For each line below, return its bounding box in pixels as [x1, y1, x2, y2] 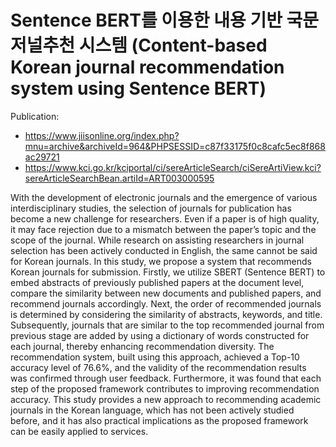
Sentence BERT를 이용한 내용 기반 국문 [10, 9, 320, 32]
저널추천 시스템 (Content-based [10, 34, 268, 57]
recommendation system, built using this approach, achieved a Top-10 [10, 351, 300, 363]
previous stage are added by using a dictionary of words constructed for [10, 329, 310, 341]
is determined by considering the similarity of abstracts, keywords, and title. [10, 308, 323, 320]
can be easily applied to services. [10, 425, 149, 437]
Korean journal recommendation [10, 56, 285, 79]
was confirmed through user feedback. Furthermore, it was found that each [10, 372, 322, 384]
